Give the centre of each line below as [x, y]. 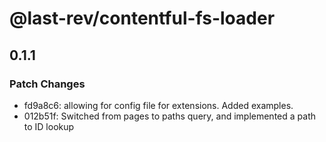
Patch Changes [47, 84]
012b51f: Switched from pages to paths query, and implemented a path [169, 116]
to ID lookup [49, 126]
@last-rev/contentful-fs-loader [142, 18]
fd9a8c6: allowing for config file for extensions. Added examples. [158, 105]
